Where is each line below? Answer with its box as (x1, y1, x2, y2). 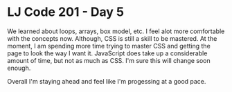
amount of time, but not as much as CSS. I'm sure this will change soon (7, 56, 211, 64)
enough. (7, 64, 31, 72)
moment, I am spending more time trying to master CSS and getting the (7, 42, 211, 50)
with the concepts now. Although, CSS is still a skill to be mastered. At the (7, 34, 217, 42)
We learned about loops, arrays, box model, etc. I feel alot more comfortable (7, 27, 225, 35)
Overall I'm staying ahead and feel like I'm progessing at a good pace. (7, 77, 206, 85)
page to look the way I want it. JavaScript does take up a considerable (7, 49, 208, 57)
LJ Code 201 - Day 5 (7, 4, 125, 20)
